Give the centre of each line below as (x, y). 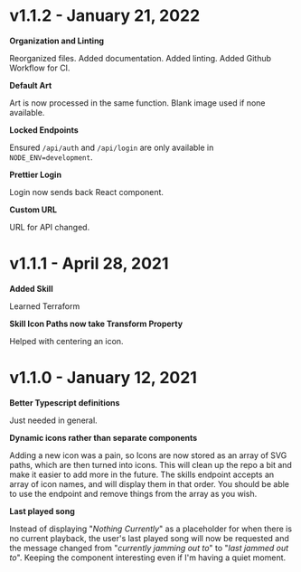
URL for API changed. (50, 227)
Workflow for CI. (40, 68)
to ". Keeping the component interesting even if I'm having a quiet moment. (148, 558)
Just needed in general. (53, 420)
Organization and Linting (57, 41)
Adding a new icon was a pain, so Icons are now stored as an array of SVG (148, 455)
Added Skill (31, 288)
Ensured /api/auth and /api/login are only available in (112, 147)
